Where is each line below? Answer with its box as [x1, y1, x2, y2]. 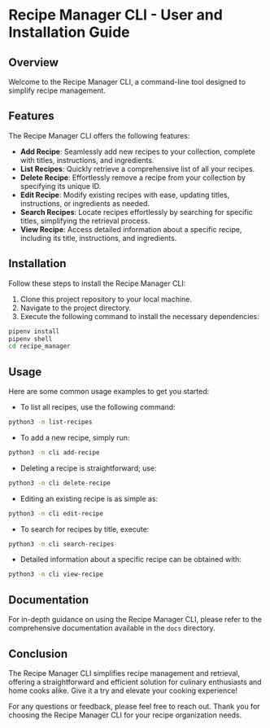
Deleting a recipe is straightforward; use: [20, 463, 157, 473]
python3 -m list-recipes [8, 418, 93, 427]
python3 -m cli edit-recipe [8, 509, 104, 518]
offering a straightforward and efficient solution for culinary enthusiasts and [8, 677, 262, 686]
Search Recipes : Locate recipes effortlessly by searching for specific [20, 207, 254, 217]
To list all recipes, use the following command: [20, 402, 176, 412]
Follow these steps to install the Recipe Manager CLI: [8, 278, 186, 288]
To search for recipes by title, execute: [20, 524, 150, 534]
